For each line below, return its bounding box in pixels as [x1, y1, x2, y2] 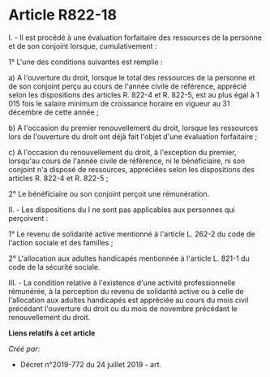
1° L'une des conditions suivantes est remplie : [8, 57, 164, 67]
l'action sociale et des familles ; [8, 237, 114, 247]
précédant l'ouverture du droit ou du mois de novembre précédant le [8, 303, 238, 314]
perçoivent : [8, 213, 49, 223]
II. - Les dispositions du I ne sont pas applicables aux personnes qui [8, 205, 235, 214]
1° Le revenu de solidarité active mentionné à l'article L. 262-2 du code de [8, 229, 255, 239]
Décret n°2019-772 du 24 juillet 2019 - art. [19, 359, 162, 369]
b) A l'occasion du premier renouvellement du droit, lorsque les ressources [8, 123, 259, 132]
